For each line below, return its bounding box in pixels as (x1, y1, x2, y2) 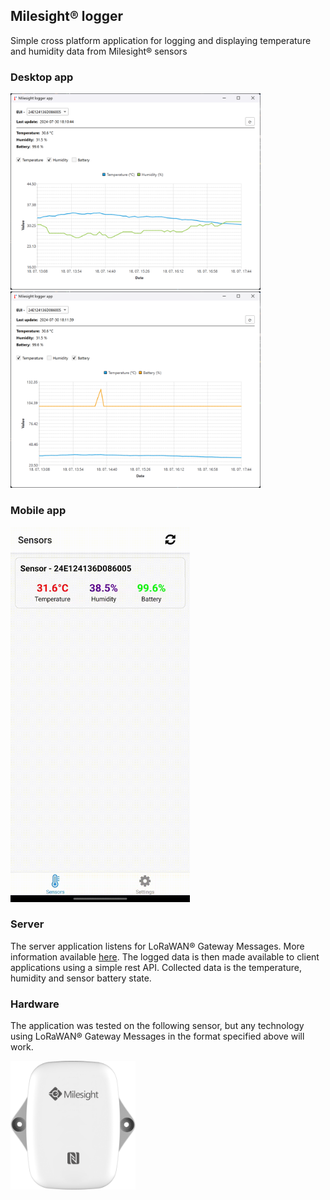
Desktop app (10, 70, 74, 84)
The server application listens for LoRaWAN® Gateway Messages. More (10, 940, 305, 952)
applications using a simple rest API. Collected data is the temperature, (10, 961, 303, 973)
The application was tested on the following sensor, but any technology (10, 1020, 305, 1032)
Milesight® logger (10, 8, 123, 25)
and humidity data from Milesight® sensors (10, 45, 188, 57)
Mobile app (10, 504, 67, 518)
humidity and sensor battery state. (10, 972, 152, 984)
